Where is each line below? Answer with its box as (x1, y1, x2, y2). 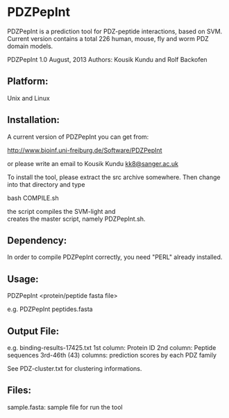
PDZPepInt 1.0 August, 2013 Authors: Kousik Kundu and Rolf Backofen (7, 55, 207, 63)
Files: (7, 385, 31, 396)
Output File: (7, 325, 60, 337)
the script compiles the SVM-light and (7, 207, 116, 215)
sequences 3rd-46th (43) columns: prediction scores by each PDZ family (7, 351, 217, 359)
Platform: (7, 76, 49, 87)
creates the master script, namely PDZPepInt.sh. (7, 215, 146, 223)
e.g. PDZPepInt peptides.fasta (7, 305, 93, 313)
